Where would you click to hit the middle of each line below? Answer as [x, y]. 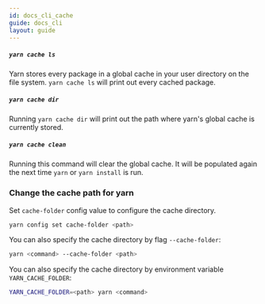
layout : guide [33, 30]
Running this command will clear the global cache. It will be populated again [133, 164]
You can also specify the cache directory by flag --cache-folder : [115, 240]
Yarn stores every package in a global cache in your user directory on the [129, 74]
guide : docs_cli [36, 23]
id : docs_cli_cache [41, 15]
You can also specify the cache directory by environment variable [117, 269]
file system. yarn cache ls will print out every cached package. [113, 82]
